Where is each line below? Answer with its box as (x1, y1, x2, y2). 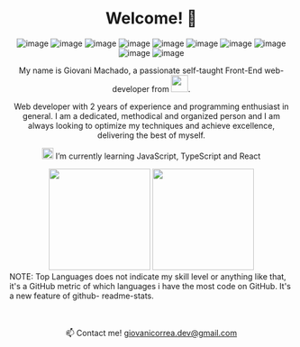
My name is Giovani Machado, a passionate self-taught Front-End (18, 65, 263, 76)
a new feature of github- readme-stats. (9, 290, 155, 301)
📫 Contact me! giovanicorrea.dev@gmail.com (66, 327, 237, 338)
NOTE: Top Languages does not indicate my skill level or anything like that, (9, 270, 286, 282)
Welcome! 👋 (105, 8, 198, 29)
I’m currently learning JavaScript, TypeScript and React (55, 151, 261, 161)
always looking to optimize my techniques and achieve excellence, (28, 120, 275, 131)
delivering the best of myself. (97, 130, 205, 141)
